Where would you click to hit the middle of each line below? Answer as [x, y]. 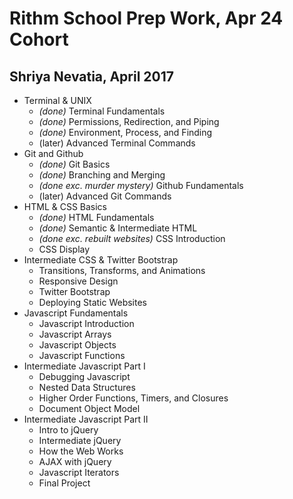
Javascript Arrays [75, 334]
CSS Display [64, 249]
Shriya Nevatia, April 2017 [91, 76]
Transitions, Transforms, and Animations [122, 270]
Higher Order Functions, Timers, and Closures [133, 398]
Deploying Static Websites [92, 302]
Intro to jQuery [68, 430]
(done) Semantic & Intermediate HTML [118, 228]
